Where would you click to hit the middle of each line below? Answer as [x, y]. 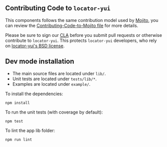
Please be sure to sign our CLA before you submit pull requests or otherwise [83, 35]
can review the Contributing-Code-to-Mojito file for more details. [72, 25]
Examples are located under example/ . [51, 84]
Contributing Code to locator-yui [58, 8]
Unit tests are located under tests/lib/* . [55, 79]
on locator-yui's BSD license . [35, 46]
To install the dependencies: [34, 94]
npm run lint [19, 140]
